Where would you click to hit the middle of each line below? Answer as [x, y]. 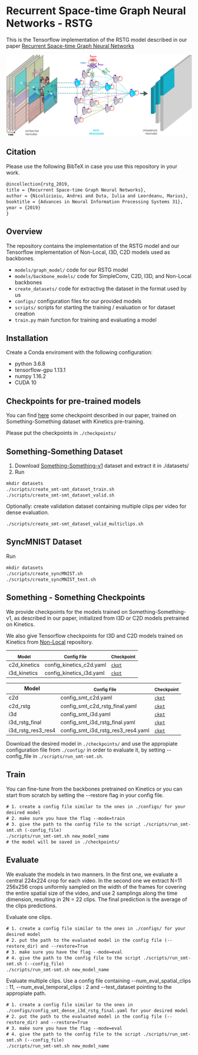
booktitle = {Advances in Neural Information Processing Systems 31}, [95, 201]
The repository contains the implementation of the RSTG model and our [93, 246]
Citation [21, 152]
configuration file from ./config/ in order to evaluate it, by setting [86, 750]
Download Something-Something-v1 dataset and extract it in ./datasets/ [102, 465]
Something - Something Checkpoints [76, 598]
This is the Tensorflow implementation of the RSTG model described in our [97, 39]
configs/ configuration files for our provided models [78, 301]
